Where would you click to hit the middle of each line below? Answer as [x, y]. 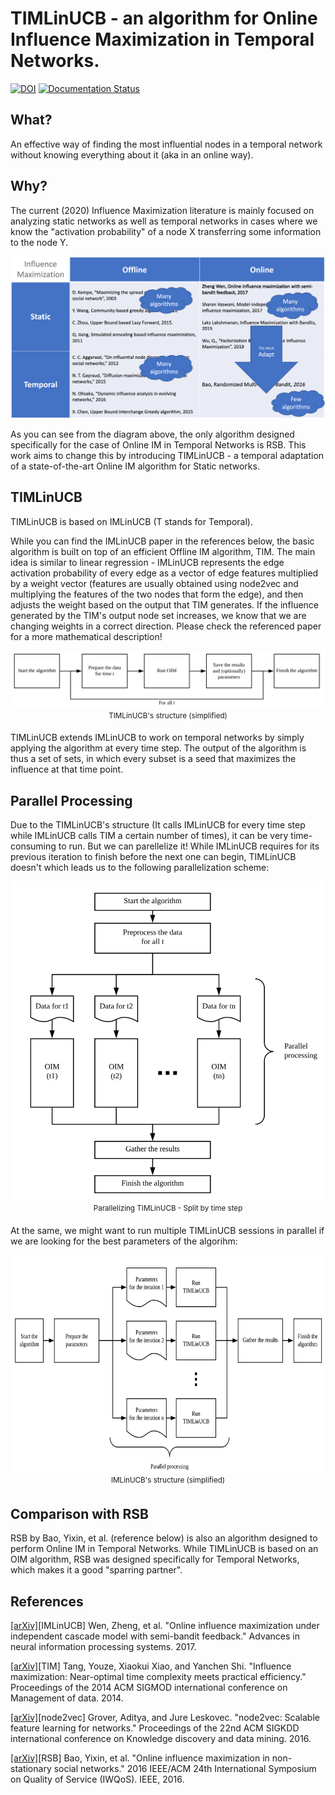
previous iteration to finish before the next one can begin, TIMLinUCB [153, 857]
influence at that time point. [67, 769]
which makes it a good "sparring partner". [96, 1570]
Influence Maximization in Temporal [162, 39]
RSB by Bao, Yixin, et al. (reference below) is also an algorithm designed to [164, 1538]
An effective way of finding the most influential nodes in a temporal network [166, 144]
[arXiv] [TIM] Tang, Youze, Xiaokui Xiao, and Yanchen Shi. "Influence [151, 1666]
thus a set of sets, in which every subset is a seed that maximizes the [153, 759]
